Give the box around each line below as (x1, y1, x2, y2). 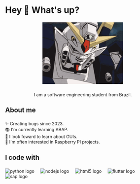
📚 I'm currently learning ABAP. (5, 127, 69, 133)
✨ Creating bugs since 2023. (5, 121, 64, 127)
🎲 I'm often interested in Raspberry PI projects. (5, 139, 100, 145)
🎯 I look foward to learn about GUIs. (5, 134, 78, 140)
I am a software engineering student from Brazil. (34, 92, 132, 98)
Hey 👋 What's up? (5, 4, 80, 16)
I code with (5, 153, 40, 162)
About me (5, 106, 36, 114)
